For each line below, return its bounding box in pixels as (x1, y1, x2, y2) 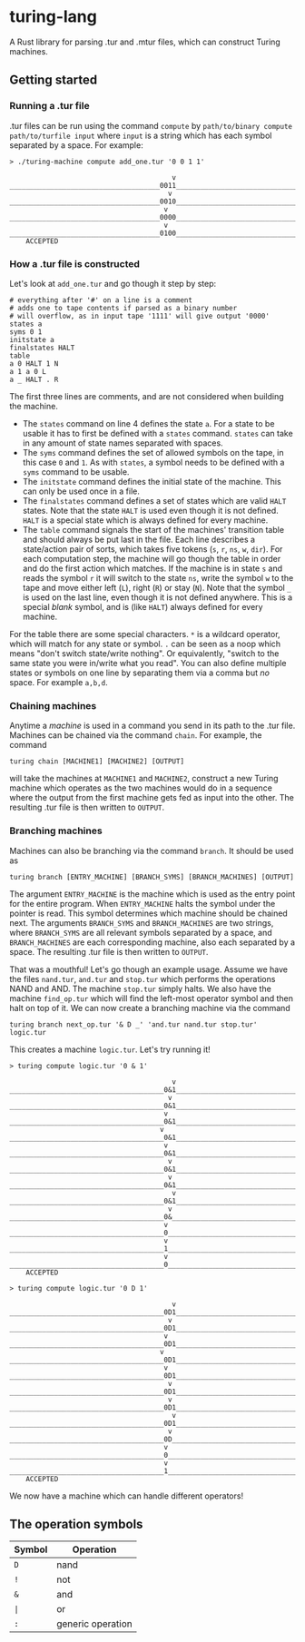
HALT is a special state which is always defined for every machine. (22, 515, 269, 526)
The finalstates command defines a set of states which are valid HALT (22, 495, 287, 506)
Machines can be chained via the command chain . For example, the (9, 730, 262, 741)
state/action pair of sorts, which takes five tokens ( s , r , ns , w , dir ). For (22, 543, 283, 555)
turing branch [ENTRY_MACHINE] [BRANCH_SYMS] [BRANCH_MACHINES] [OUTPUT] (9, 872, 295, 881)
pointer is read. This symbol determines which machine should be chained (9, 908, 288, 919)
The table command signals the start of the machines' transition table (22, 524, 284, 535)
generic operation (55, 1617, 133, 1630)
